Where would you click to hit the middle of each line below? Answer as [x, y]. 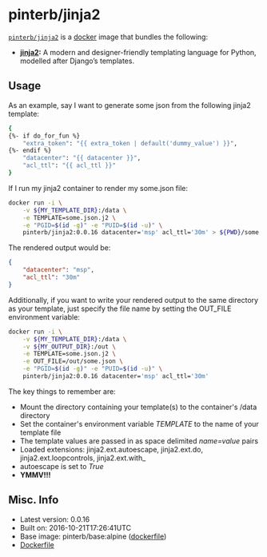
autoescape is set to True [62, 466]
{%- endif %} [30, 151]
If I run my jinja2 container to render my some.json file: [98, 188]
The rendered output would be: [60, 248]
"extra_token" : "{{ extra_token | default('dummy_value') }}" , [130, 143]
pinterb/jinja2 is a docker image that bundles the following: [108, 37]
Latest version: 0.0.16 [55, 519]
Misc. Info [34, 500]
